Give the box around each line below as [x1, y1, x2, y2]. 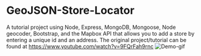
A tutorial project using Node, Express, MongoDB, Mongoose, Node [6, 23, 176, 31]
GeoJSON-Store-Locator [6, 4, 135, 17]
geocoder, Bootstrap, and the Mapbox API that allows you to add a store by [6, 30, 195, 37]
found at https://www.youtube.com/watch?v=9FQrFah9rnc [6, 43, 154, 50]
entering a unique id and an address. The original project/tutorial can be [6, 36, 187, 43]
